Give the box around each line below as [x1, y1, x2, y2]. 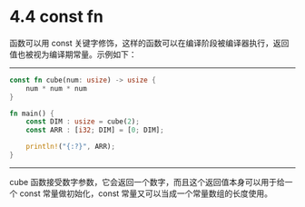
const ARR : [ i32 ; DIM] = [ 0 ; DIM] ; [25, 125, 165, 135]
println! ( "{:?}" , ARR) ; [25, 143, 116, 152]
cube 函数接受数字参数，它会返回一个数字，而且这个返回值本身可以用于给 [9, 176, 285, 187]
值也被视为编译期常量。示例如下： [9, 48, 137, 60]
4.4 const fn [9, 6, 104, 27]
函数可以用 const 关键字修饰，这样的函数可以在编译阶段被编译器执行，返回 [9, 37, 290, 48]
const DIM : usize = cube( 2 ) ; [25, 117, 141, 126]
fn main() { [9, 109, 54, 118]
